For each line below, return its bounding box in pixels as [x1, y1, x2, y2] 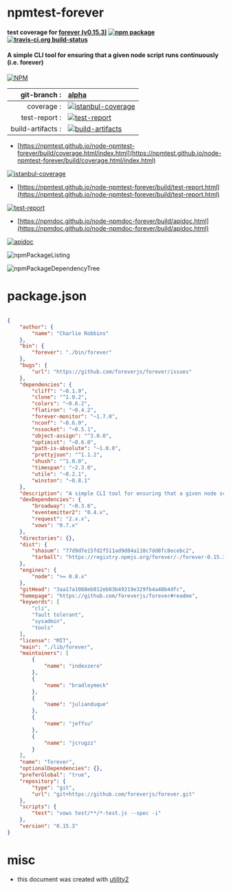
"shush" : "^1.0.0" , [32, 458, 88, 465]
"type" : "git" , [32, 784, 76, 791]
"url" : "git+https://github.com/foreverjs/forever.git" [32, 790, 195, 798]
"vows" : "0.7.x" [32, 522, 78, 529]
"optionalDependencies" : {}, [19, 765, 103, 772]
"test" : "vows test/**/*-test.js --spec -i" [32, 810, 162, 817]
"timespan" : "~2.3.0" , [32, 465, 97, 472]
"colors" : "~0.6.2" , [32, 401, 91, 407]
